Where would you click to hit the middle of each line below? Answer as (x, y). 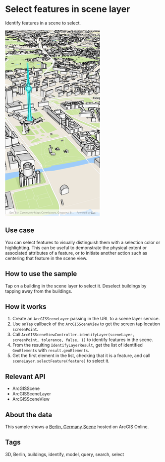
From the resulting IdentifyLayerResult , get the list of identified (77, 345)
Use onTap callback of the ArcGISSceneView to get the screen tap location (86, 324)
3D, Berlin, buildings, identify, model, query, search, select (65, 454)
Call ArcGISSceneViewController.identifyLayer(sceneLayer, (73, 335)
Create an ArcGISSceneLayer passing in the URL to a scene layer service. (86, 319)
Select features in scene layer (68, 9)
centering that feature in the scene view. (46, 258)
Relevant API (25, 376)
